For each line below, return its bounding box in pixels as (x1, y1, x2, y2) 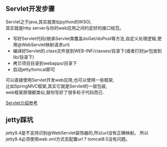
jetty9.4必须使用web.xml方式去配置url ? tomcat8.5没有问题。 (5, 136, 130, 142)
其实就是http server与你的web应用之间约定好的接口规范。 (5, 25, 124, 31)
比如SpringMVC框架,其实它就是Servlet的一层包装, (5, 83, 107, 89)
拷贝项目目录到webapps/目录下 (12, 60, 78, 66)
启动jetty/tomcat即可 (12, 66, 55, 72)
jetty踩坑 (5, 116, 34, 124)
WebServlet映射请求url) (21, 42, 70, 48)
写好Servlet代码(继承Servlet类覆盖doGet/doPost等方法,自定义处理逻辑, (12, 35, 158, 41)
